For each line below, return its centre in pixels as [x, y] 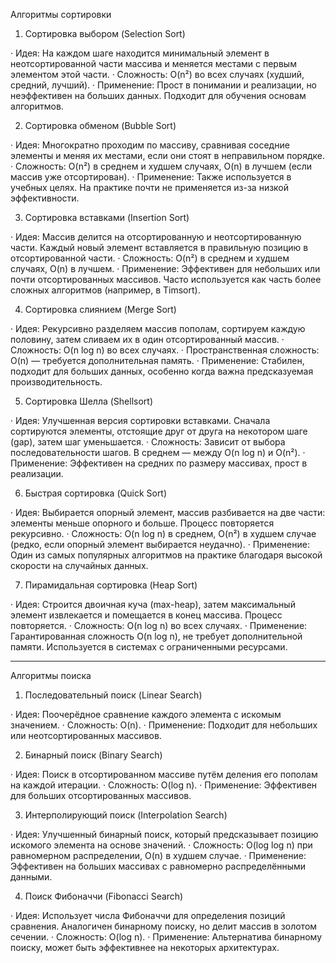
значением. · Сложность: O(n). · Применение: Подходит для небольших [164, 725]
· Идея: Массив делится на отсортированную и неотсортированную [156, 237]
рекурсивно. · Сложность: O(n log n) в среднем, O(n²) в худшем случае [163, 533]
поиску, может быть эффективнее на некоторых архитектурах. [145, 947]
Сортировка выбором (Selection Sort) [105, 33]
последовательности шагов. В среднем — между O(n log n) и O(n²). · [158, 452]
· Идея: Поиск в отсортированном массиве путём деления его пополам [164, 774]
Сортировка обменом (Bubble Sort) [100, 125]
